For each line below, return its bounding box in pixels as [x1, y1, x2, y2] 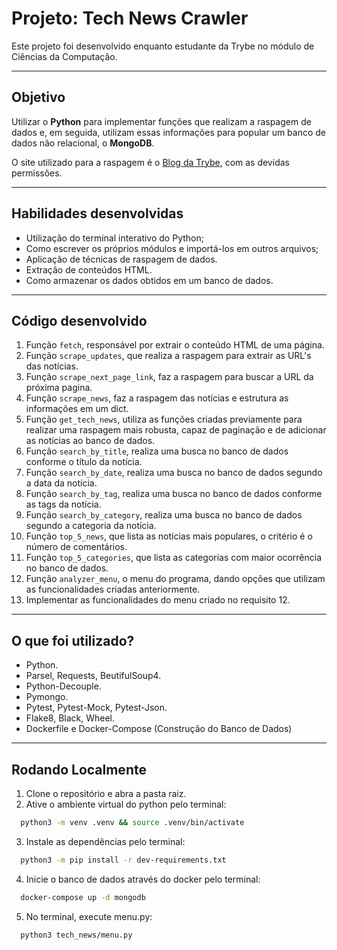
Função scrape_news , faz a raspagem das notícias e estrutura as [25, 392, 289, 404]
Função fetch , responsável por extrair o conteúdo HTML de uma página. [25, 339, 325, 351]
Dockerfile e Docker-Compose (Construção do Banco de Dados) [25, 723, 293, 735]
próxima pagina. [25, 382, 93, 394]
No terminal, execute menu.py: [25, 910, 153, 922]
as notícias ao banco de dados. [25, 435, 156, 447]
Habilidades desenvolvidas [11, 205, 184, 222]
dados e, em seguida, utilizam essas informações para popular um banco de [11, 126, 327, 138]
